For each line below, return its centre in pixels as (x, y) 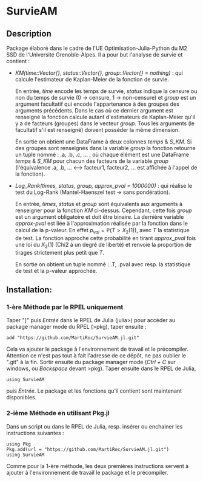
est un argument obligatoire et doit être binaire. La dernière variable (99, 217)
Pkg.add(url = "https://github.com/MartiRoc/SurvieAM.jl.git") (88, 449)
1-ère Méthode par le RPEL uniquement (65, 307)
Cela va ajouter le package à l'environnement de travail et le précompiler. (98, 349)
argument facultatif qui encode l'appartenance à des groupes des (97, 104)
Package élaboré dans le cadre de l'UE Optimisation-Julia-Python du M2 (97, 48)
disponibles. (22, 398)
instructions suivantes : (35, 433)
